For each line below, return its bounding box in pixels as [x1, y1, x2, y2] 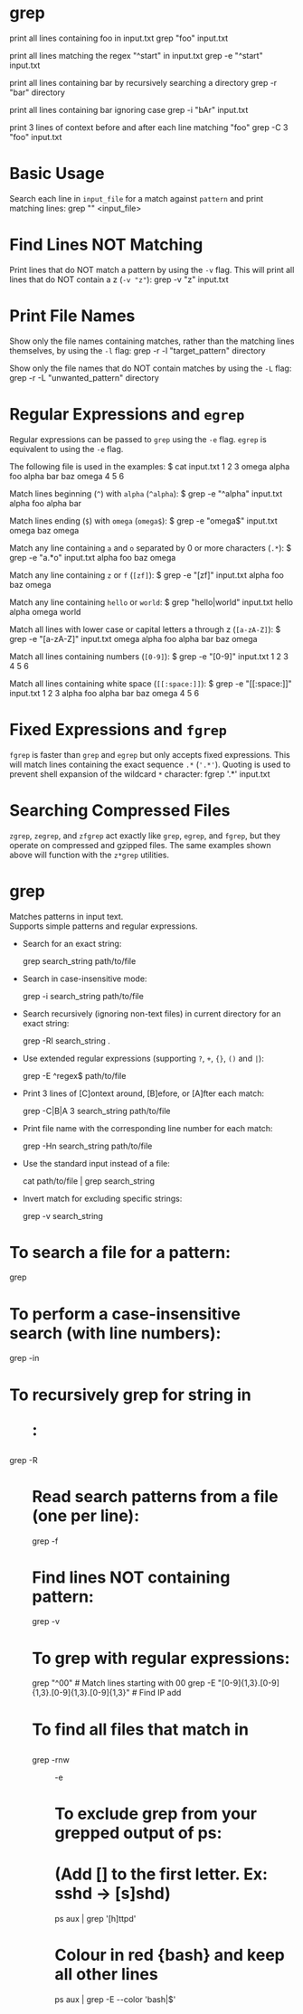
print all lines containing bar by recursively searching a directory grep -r [9, 77, 278, 88]
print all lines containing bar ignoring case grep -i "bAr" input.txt [9, 104, 249, 115]
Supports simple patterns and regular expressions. [9, 921, 198, 931]
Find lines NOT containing [32, 1567, 231, 1587]
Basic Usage [9, 164, 105, 184]
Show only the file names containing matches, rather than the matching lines [9, 336, 295, 346]
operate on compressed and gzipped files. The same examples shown [9, 839, 271, 850]
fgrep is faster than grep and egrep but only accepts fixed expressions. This [9, 749, 291, 760]
